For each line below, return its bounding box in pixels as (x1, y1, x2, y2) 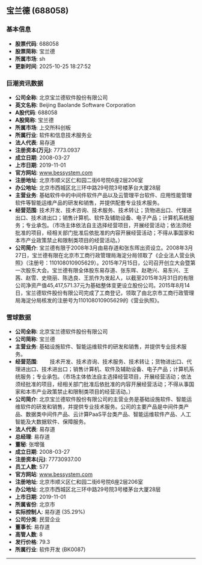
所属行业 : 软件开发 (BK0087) (14, 546, 86, 553)
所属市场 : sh (14, 55, 46, 62)
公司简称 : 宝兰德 (14, 335, 55, 343)
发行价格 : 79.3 (14, 539, 50, 546)
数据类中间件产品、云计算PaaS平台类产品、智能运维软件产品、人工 (25, 411, 191, 418)
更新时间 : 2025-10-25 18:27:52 (14, 63, 91, 70)
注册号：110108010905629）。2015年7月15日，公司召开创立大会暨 (28, 259, 191, 266)
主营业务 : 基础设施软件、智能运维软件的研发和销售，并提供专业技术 (14, 343, 182, 350)
